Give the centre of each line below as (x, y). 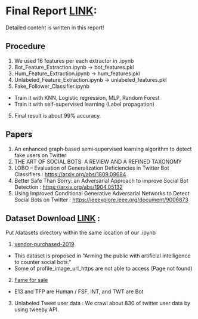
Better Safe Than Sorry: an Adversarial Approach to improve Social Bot (101, 180)
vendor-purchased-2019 (44, 244)
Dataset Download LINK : (53, 218)
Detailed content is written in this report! (55, 27)
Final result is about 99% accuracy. (58, 115)
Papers (19, 135)
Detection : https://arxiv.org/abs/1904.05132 (68, 187)
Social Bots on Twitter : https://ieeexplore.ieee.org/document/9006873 (101, 200)
